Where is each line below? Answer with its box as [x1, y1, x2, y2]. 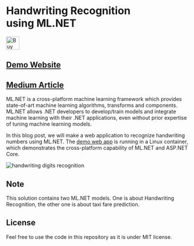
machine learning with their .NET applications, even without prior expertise [6, 114, 187, 122]
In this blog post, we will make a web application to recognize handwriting [6, 132, 185, 139]
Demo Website [6, 60, 61, 70]
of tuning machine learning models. [6, 120, 92, 127]
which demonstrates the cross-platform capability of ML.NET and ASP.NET [6, 144, 188, 151]
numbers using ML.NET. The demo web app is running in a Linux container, [6, 138, 188, 145]
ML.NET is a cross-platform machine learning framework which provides [6, 96, 182, 103]
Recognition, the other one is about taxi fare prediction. [6, 201, 140, 208]
